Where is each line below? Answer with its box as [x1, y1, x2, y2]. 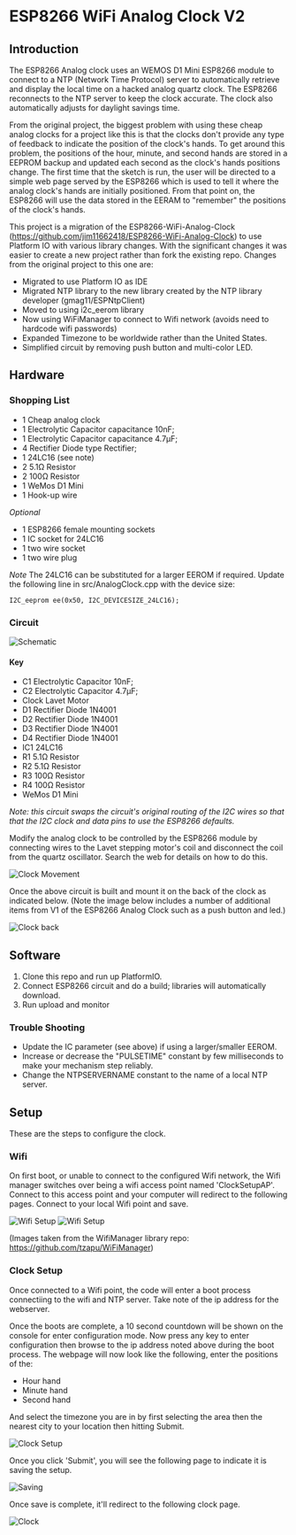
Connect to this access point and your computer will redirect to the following [9, 1189, 288, 1200]
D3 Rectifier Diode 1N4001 [21, 723, 118, 734]
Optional [9, 506, 41, 517]
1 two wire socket [21, 543, 86, 553]
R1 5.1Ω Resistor [21, 752, 80, 762]
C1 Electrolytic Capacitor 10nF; [21, 676, 134, 687]
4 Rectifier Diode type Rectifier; [21, 443, 137, 453]
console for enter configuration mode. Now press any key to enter [9, 1330, 250, 1340]
